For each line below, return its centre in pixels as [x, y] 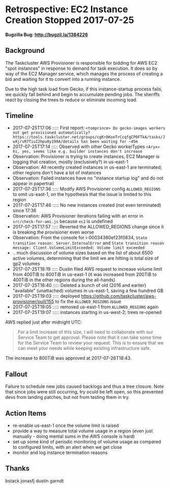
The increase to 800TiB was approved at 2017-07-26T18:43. [69, 358]
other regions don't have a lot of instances [57, 173]
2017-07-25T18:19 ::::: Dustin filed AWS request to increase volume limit [87, 269]
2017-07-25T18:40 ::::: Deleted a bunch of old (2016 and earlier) [79, 285]
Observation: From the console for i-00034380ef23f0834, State [80, 238]
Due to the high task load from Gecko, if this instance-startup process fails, [84, 89]
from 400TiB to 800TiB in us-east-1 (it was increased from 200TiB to [85, 275]
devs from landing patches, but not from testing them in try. [67, 397]
